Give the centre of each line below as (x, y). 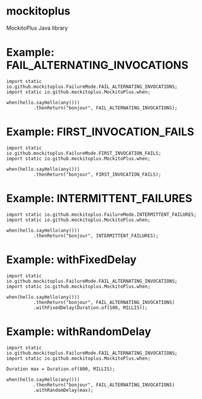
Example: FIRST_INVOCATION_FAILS (100, 132)
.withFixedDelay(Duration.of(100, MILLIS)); (90, 308)
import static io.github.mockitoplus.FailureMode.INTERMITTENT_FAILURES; (102, 214)
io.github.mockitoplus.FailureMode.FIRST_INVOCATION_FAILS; (84, 153)
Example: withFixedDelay (72, 259)
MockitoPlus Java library (37, 28)
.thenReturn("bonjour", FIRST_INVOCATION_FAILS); (97, 174)
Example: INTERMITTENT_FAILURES (99, 199)
